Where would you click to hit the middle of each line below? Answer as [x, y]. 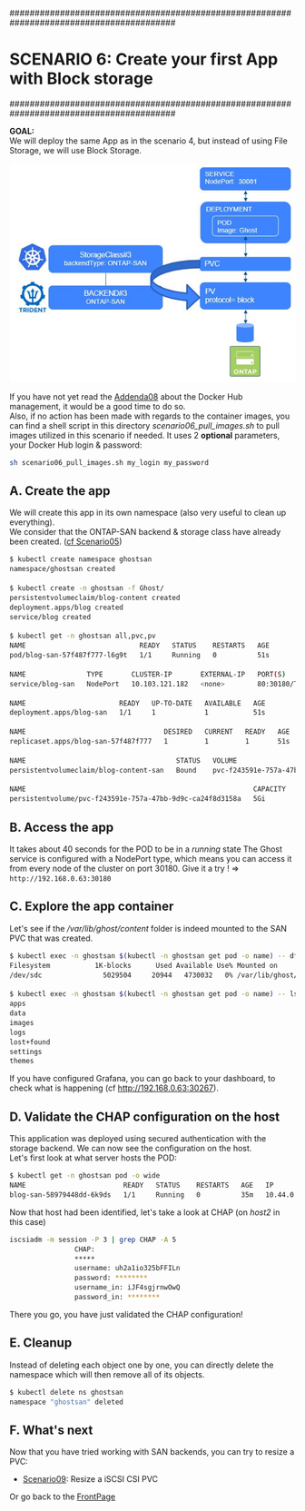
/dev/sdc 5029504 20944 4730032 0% [121, 975]
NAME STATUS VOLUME [123, 760]
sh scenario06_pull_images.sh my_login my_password [109, 462]
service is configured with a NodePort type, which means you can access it [151, 859]
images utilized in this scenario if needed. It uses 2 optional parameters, [145, 435]
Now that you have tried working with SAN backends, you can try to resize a [152, 1452]
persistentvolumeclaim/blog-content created [95, 597]
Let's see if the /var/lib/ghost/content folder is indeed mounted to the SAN [148, 928]
